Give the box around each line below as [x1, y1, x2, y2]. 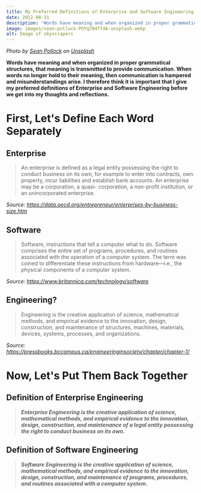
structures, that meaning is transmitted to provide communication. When [6, 65, 192, 72]
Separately [6, 124, 62, 138]
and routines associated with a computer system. [20, 480, 148, 487]
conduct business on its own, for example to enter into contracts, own [20, 171, 193, 178]
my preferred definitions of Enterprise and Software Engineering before [6, 84, 188, 92]
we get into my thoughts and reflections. [6, 91, 109, 98]
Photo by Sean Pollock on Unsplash [6, 47, 95, 54]
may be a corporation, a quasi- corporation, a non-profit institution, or [20, 183, 193, 190]
